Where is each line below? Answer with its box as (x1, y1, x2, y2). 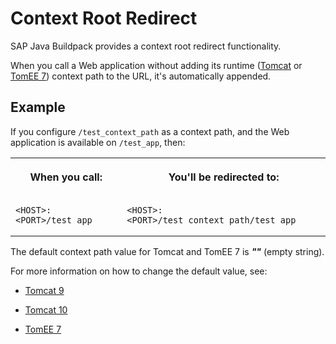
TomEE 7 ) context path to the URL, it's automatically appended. (10, 70, 272, 82)
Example (10, 99, 66, 116)
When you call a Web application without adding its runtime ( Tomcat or (10, 59, 303, 71)
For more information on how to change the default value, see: (10, 265, 268, 277)
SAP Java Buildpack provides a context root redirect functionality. (10, 40, 282, 52)
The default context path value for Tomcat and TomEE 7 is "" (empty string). (10, 245, 325, 257)
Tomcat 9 (24, 284, 65, 296)
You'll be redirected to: (168, 170, 280, 184)
